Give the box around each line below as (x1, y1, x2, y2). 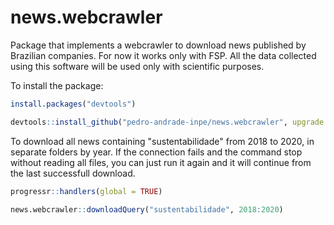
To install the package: (10, 79, 104, 91)
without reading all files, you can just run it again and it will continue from (10, 156, 312, 168)
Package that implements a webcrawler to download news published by (10, 39, 307, 51)
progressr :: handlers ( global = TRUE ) (10, 186, 163, 196)
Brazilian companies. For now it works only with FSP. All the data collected (10, 49, 317, 61)
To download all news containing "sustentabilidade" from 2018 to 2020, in (10, 135, 315, 147)
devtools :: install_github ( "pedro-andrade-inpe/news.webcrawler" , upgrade (10, 117, 325, 127)
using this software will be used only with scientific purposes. (10, 60, 265, 72)
